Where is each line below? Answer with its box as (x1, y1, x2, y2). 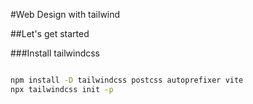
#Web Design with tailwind (10, 9, 121, 20)
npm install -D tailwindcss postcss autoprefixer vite (10, 75, 244, 85)
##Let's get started (10, 28, 90, 39)
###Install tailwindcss (10, 47, 101, 59)
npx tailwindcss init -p (10, 84, 114, 94)
